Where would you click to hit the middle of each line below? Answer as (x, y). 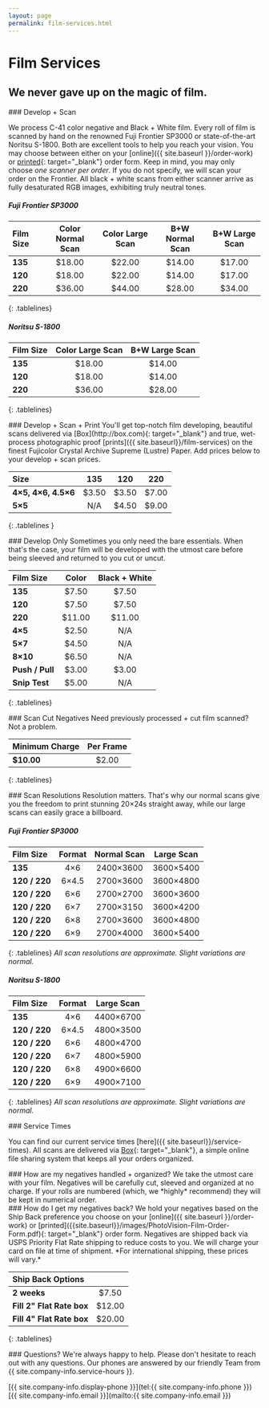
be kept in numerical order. (53, 1200)
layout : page (30, 16)
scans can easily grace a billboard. (66, 812)
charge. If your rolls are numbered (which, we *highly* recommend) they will (135, 1191)
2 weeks (29, 1293)
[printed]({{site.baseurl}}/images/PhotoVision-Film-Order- (134, 1226)
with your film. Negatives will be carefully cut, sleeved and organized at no (131, 1183)
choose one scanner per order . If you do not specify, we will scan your (125, 170)
